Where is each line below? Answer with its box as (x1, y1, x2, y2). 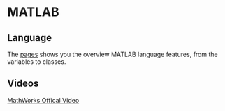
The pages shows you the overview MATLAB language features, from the (7, 50, 218, 58)
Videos (7, 78, 39, 89)
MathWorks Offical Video (7, 96, 80, 104)
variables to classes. (7, 58, 66, 66)
